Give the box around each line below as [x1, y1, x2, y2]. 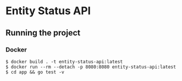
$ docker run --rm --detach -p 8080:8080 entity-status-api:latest [5, 64, 177, 70]
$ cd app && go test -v [5, 69, 65, 75]
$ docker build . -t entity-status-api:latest [5, 59, 123, 64]
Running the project [5, 28, 81, 38]
